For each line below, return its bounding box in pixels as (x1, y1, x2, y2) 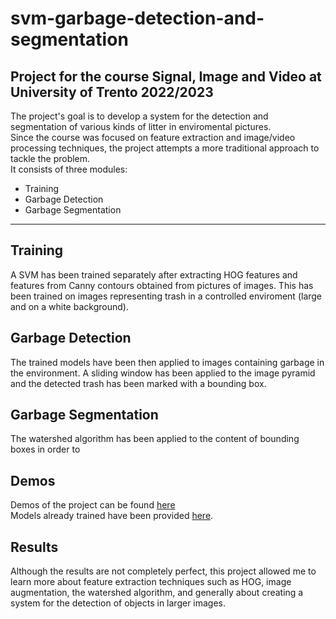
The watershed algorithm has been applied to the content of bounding (10, 433, 300, 445)
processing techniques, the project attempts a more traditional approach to (10, 142, 320, 154)
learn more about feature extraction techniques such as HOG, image (10, 576, 292, 588)
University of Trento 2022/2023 (10, 83, 214, 101)
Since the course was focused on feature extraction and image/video (10, 132, 296, 143)
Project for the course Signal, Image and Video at (10, 68, 322, 85)
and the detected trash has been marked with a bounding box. (10, 377, 267, 389)
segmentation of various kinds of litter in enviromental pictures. (10, 121, 272, 132)
